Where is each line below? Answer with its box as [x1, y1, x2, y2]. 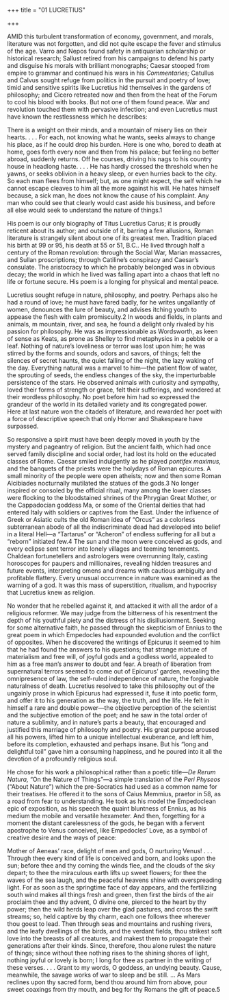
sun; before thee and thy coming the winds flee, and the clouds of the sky [7, 861, 215, 870]
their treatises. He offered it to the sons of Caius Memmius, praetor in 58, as [7, 790, 221, 798]
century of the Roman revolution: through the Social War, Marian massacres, [7, 248, 222, 257]
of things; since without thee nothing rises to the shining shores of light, [7, 949, 210, 957]
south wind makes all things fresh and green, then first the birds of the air [7, 891, 214, 898]
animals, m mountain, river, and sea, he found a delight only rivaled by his [7, 320, 214, 328]
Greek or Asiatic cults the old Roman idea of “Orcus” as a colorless [7, 516, 196, 523]
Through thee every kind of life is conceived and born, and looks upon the [7, 854, 216, 862]
